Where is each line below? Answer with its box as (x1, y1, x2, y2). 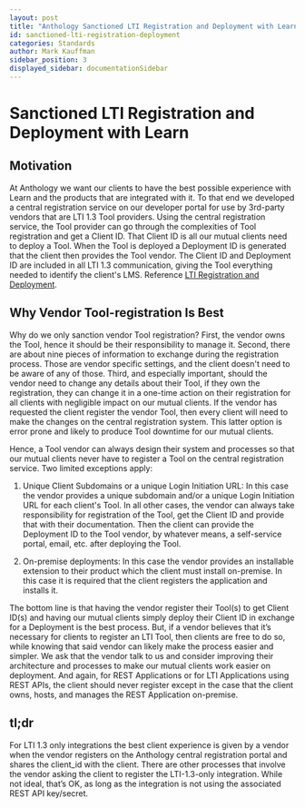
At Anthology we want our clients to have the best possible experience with (9, 182, 292, 193)
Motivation (9, 158, 73, 173)
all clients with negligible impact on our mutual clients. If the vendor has (9, 397, 278, 408)
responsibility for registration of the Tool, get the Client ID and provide (22, 509, 284, 520)
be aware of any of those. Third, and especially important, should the (9, 368, 268, 379)
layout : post (9, 13, 59, 23)
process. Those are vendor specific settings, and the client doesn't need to (9, 358, 290, 369)
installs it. (22, 585, 59, 596)
